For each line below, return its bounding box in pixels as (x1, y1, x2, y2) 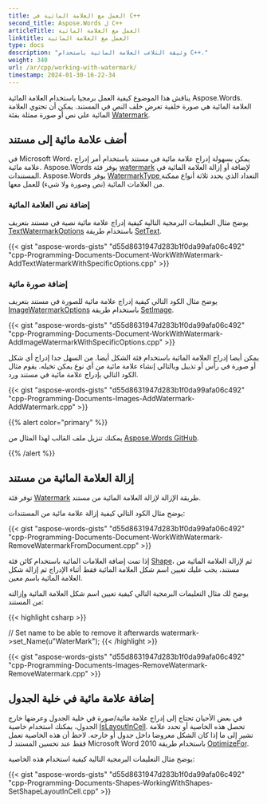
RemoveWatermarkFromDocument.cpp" (8, 540, 139, 550)
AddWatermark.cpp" (8, 402, 76, 412)
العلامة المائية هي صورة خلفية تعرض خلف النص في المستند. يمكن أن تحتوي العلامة (8, 101, 252, 111)
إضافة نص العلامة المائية (8, 199, 90, 211)
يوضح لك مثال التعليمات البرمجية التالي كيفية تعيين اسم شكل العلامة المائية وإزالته (8, 588, 249, 598)
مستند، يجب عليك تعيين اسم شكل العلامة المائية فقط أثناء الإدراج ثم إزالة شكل (8, 564, 240, 574)
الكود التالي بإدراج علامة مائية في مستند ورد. (8, 370, 139, 380)
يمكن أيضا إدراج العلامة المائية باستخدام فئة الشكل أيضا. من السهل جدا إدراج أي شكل (8, 353, 260, 363)
